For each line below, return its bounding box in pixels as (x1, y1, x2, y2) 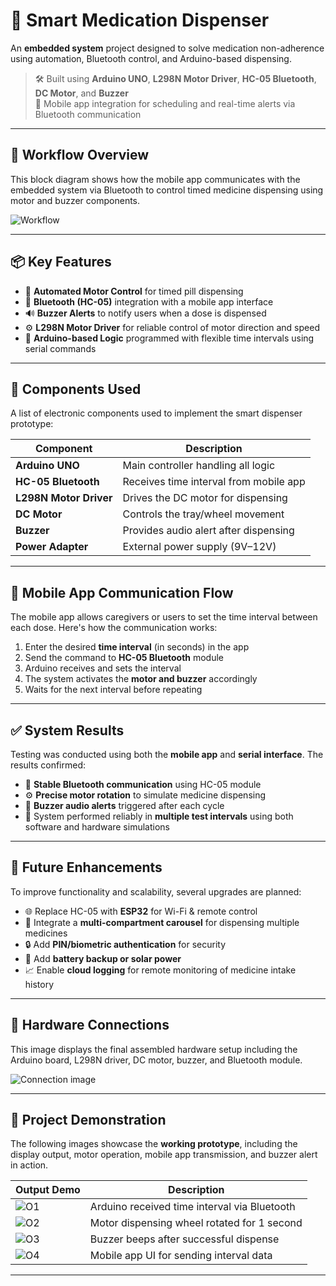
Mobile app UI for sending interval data (89, 1249, 273, 1263)
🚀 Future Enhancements (10, 859, 163, 876)
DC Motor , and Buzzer (34, 87, 129, 99)
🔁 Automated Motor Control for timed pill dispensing (24, 285, 244, 297)
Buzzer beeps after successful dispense (89, 1232, 280, 1246)
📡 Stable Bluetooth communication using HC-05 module (24, 779, 262, 790)
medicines (24, 927, 68, 939)
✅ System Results (10, 722, 125, 739)
